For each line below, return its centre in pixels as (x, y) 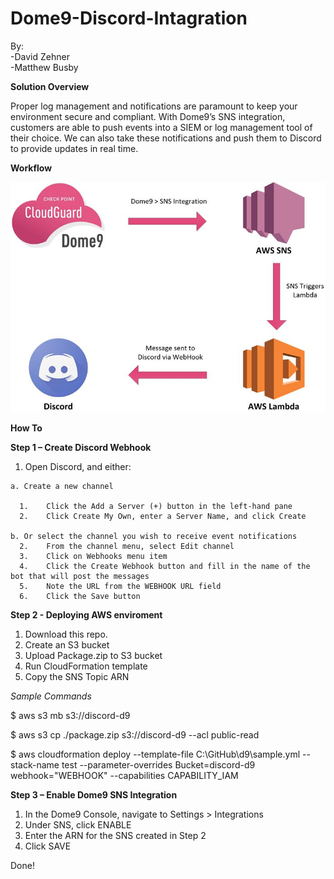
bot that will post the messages (80, 577)
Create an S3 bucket (67, 645)
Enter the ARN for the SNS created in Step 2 (115, 836)
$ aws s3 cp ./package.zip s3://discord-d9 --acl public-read (135, 735)
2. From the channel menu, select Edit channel (127, 547)
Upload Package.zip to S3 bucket (93, 656)
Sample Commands (51, 696)
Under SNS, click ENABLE (78, 825)
